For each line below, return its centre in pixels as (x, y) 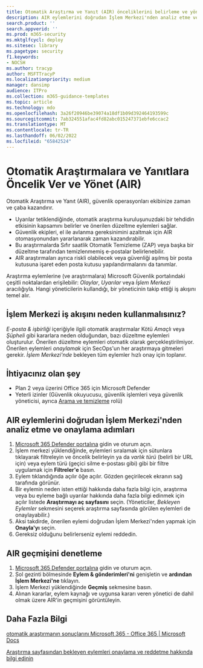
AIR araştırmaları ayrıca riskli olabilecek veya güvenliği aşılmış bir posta (103, 257)
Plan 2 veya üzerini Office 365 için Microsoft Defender (82, 388)
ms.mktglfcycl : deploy (35, 40)
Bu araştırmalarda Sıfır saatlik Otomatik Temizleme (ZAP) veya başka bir (105, 245)
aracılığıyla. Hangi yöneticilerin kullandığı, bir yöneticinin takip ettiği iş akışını (101, 289)
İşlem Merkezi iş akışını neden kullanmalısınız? (96, 315)
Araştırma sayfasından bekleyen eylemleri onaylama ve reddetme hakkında (100, 652)
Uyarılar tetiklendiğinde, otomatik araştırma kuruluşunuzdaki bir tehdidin (105, 219)
